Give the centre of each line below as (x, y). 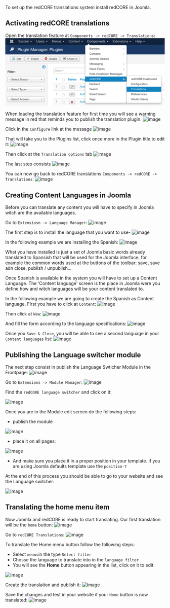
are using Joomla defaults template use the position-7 (70, 467)
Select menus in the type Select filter (52, 554)
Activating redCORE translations (57, 23)
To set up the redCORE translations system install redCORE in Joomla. (78, 7)
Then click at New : (23, 314)
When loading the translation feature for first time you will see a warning (80, 114)
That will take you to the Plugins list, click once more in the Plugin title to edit (85, 139)
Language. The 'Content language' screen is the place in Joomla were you (83, 283)
